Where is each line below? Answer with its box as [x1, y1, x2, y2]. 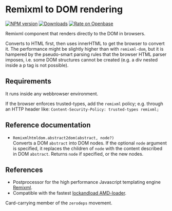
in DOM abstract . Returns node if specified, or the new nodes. [12, 151, 144, 157]
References [5, 165, 43, 174]
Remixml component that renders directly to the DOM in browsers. [5, 30, 145, 36]
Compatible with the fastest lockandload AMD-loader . [12, 190, 127, 196]
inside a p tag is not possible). [5, 62, 69, 68]
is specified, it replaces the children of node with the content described [12, 145, 163, 152]
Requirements [5, 77, 51, 86]
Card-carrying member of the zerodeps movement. [5, 200, 112, 206]
